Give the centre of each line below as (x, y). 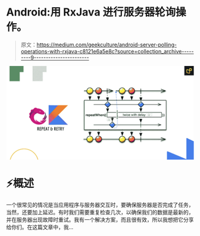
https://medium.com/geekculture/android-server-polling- (107, 45)
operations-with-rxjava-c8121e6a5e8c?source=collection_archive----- (107, 51)
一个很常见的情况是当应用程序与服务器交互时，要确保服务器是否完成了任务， (100, 204)
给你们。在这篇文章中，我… (40, 227)
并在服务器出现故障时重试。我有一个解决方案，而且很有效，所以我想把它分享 (100, 219)
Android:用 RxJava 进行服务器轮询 (91, 12)
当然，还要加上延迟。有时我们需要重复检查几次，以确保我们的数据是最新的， (100, 212)
